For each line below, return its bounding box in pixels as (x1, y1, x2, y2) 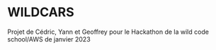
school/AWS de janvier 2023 (7, 35, 91, 43)
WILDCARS (7, 4, 74, 20)
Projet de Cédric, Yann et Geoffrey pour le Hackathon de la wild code (7, 27, 209, 36)
